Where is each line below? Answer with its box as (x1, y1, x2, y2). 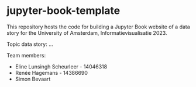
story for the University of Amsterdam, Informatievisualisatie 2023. (6, 29, 167, 36)
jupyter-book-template (6, 4, 121, 17)
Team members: (6, 52, 46, 59)
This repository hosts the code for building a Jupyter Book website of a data (6, 23, 191, 30)
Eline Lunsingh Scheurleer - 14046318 (15, 63, 108, 70)
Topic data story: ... (6, 41, 53, 48)
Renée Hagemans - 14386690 (15, 69, 88, 76)
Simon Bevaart (15, 75, 51, 82)
